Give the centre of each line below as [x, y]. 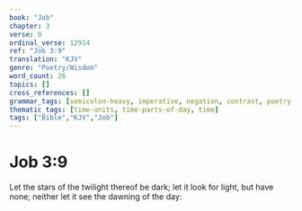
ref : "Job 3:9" [38, 51]
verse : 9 [26, 34]
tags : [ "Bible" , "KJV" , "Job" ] [64, 118]
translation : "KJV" [46, 59]
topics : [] [30, 84]
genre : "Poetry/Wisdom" [54, 68]
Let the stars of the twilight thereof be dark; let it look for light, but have [142, 187]
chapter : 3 [30, 26]
